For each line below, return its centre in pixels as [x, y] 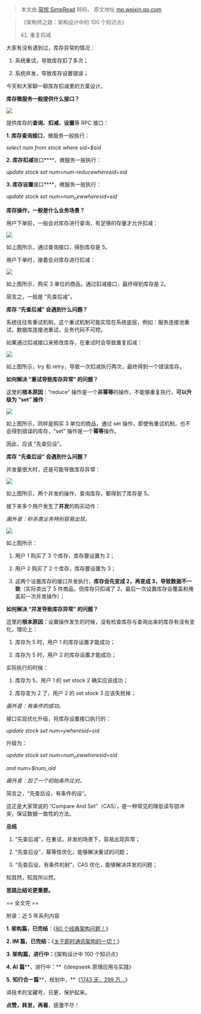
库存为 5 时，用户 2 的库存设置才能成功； [66, 655]
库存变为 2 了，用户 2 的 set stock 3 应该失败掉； [75, 693]
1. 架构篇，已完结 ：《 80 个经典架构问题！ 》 [59, 928]
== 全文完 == [22, 903]
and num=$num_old [31, 768]
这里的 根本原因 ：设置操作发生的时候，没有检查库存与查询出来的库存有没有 [98, 622]
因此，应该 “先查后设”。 [36, 443]
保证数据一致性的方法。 [45, 813]
